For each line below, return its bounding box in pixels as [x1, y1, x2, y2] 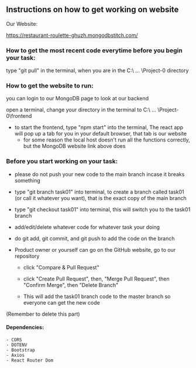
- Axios [6, 352, 25, 358]
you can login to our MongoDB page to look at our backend [6, 95, 149, 102]
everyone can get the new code [23, 299, 101, 306]
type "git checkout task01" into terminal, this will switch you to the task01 [14, 205, 191, 213]
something [14, 177, 41, 184]
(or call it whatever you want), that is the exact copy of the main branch [14, 194, 187, 201]
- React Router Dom [6, 357, 54, 363]
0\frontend [6, 113, 32, 120]
